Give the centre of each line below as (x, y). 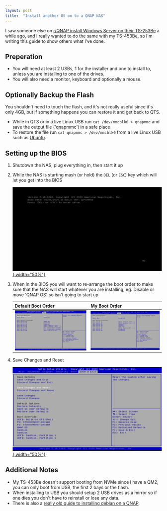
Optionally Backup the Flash (50, 95)
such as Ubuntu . (29, 138)
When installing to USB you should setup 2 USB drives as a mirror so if (84, 493)
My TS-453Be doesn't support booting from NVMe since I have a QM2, (85, 482)
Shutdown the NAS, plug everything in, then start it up (68, 165)
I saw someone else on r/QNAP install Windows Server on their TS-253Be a (83, 30)
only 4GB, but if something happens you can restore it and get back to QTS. (83, 112)
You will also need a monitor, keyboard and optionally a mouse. (77, 79)
